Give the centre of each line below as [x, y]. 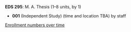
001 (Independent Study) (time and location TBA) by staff [69, 16]
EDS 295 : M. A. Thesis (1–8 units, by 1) [43, 7]
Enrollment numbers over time [35, 25]
